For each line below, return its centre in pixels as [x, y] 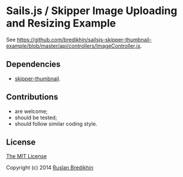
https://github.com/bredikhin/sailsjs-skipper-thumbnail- [84, 39]
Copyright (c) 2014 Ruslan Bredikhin [50, 168]
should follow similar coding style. [56, 123]
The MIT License [26, 156]
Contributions [32, 97]
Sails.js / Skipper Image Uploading [92, 11]
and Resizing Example [61, 23]
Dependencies [33, 64]
